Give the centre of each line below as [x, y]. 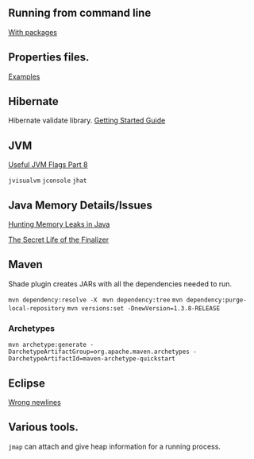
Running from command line [80, 13]
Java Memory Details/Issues [80, 205]
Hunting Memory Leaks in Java [59, 224]
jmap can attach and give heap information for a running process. [114, 446]
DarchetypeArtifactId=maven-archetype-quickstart [92, 359]
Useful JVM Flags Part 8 [48, 165]
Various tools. [44, 428]
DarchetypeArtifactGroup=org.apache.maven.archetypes [99, 352]
